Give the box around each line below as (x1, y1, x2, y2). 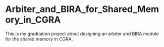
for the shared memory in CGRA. (5, 36, 73, 42)
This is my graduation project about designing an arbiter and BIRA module (5, 30, 159, 36)
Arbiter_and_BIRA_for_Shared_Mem (5, 3, 159, 15)
